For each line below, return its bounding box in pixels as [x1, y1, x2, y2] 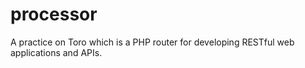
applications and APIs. [10, 46, 103, 58]
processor [10, 3, 98, 26]
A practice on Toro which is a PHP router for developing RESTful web [10, 36, 295, 48]
